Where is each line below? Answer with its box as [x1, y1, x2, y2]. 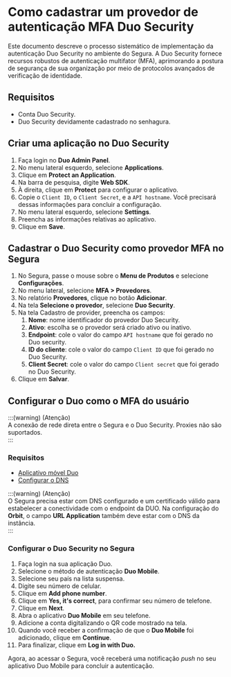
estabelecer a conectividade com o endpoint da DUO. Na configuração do [8, 504, 219, 512]
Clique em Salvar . [17, 375, 70, 383]
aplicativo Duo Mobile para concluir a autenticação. [8, 661, 155, 670]
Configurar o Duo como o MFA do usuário [8, 395, 190, 407]
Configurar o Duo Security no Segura [8, 544, 135, 553]
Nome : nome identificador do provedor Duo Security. [28, 316, 181, 324]
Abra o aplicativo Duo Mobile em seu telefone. [17, 611, 151, 619]
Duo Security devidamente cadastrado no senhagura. [17, 117, 171, 126]
